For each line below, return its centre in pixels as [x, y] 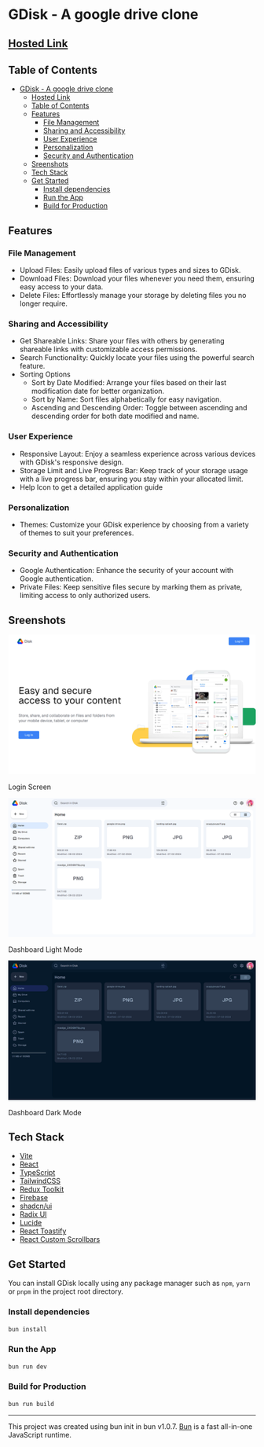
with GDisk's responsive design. [71, 462]
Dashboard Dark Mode [45, 1112]
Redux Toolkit [42, 1189]
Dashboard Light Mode [45, 949]
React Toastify [43, 1231]
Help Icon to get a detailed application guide [91, 487]
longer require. [44, 303]
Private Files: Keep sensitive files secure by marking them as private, [131, 587]
